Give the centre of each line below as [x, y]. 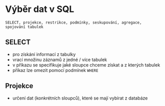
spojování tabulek [24, 27]
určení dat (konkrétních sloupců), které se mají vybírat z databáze [80, 98]
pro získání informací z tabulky [44, 54]
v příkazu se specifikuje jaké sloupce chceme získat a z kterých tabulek [86, 65]
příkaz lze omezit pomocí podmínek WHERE [55, 70]
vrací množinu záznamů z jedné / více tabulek [60, 59]
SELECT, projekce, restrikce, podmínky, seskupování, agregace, [73, 22]
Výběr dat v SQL [40, 9]
